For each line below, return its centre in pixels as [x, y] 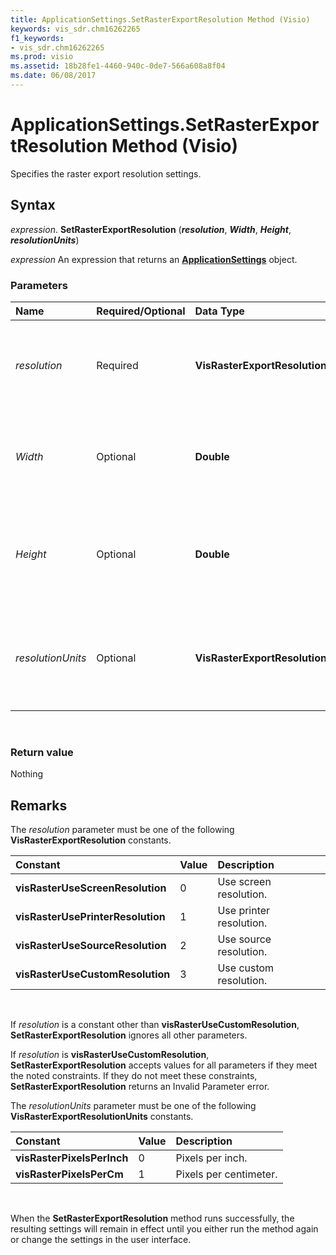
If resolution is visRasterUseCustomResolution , [110, 1055]
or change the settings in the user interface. [101, 1240]
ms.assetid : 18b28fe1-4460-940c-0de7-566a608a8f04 [118, 66]
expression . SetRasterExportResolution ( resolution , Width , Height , [151, 229]
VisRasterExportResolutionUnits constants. [102, 1117]
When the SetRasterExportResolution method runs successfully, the [152, 1218]
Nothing [27, 774]
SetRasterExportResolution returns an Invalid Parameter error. [140, 1087]
